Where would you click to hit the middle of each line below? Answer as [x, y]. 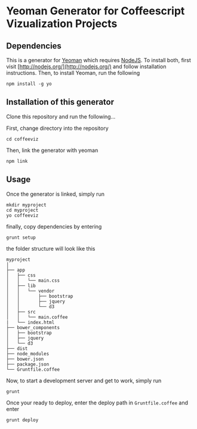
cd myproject [22, 210]
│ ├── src [21, 312]
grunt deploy [22, 420]
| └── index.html [30, 322]
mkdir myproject [26, 205]
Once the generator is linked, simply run [55, 194]
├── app [16, 270]
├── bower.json [25, 359]
